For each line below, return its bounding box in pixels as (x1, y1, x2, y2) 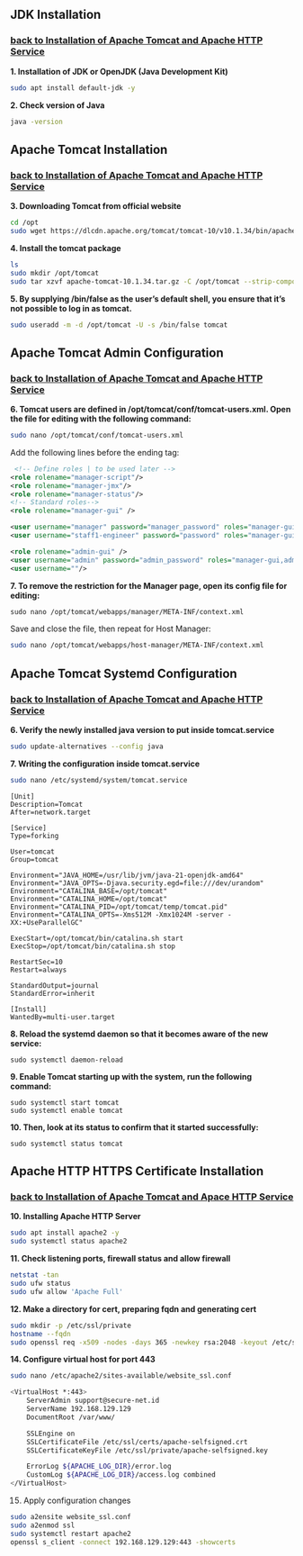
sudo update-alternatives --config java (10, 742, 165, 751)
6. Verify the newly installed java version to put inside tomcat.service (10, 725, 275, 735)
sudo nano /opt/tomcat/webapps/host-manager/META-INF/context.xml (10, 641, 264, 650)
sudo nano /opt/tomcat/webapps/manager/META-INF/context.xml (10, 607, 245, 616)
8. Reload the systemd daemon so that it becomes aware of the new (10, 1028, 269, 1039)
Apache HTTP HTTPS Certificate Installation (10, 1163, 264, 1179)
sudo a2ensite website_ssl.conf (10, 1513, 131, 1522)
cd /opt (10, 218, 40, 228)
